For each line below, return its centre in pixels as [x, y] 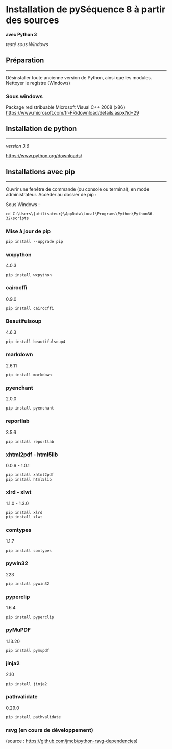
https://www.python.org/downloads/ [44, 156]
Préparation [25, 61]
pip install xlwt [24, 517]
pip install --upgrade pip [34, 241]
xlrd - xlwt [19, 492]
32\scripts [17, 218]
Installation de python [41, 129]
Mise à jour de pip [28, 231]
